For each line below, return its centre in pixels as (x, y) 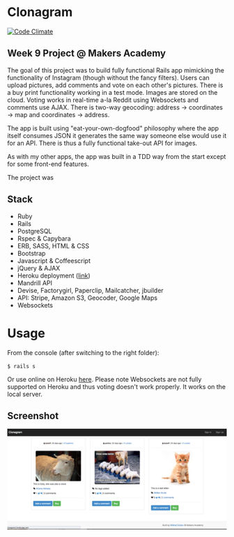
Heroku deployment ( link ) (54, 275)
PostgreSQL (34, 231)
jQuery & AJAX (39, 268)
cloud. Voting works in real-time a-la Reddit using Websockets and (103, 100)
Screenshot (33, 416)
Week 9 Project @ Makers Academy (86, 53)
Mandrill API (35, 282)
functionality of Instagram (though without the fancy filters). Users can (109, 77)
